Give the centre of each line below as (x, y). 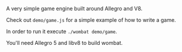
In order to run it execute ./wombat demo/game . (62, 31)
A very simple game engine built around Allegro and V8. (74, 9)
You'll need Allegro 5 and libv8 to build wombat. (65, 43)
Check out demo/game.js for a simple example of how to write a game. (91, 20)
